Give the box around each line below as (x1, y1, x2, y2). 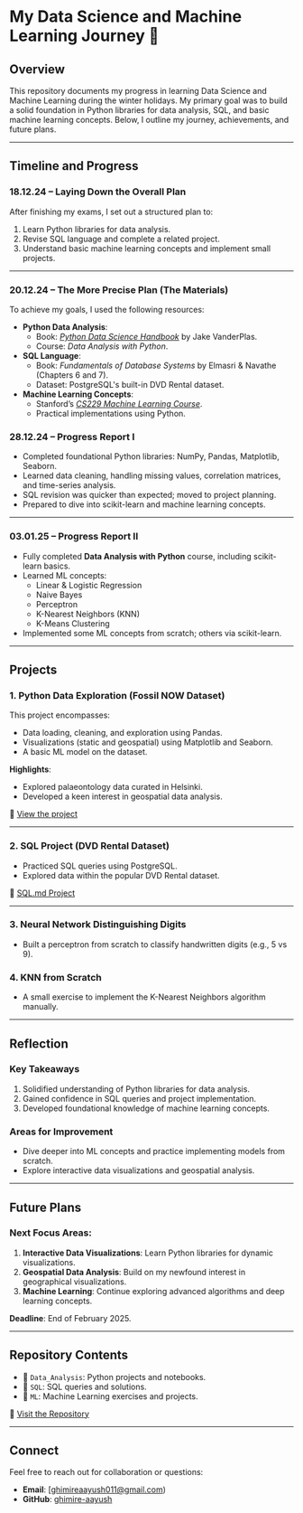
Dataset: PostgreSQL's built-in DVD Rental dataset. (35, 379, 225, 390)
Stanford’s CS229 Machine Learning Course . (35, 398, 203, 409)
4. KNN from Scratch (9, 971, 102, 983)
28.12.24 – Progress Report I (9, 430, 135, 443)
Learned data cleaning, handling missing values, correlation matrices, (22, 470, 281, 481)
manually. (22, 1001, 59, 1012)
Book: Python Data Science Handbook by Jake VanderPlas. (35, 331, 258, 342)
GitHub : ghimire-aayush (22, 1494, 113, 1505)
